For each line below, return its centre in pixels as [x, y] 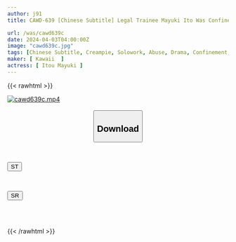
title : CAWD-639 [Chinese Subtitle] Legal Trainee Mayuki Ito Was [106, 20]
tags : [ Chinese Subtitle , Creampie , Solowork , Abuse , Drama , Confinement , [119, 53]
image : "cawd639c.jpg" [40, 46]
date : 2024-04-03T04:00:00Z [48, 39]
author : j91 [25, 14]
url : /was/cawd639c [36, 33]
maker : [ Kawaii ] [36, 59]
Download [118, 129]
